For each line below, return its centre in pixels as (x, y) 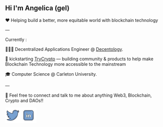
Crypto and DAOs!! (24, 100)
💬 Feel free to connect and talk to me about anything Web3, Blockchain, (79, 95)
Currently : (16, 39)
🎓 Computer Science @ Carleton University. (51, 74)
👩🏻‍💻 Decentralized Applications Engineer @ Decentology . (64, 49)
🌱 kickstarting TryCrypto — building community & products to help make (79, 59)
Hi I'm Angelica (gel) (37, 8)
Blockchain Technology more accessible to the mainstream (66, 64)
